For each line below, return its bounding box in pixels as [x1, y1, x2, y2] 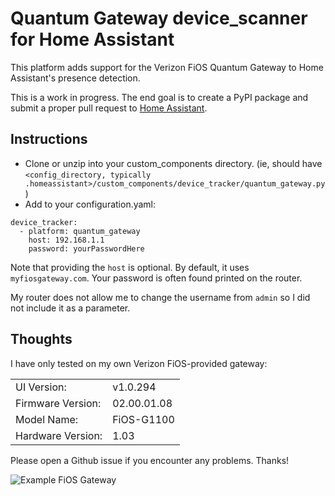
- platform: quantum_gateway [19, 226, 141, 236]
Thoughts [10, 331, 73, 348]
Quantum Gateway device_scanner [10, 7, 308, 30]
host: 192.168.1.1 [28, 235, 105, 245]
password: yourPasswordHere [28, 243, 145, 254]
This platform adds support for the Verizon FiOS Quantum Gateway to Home [10, 61, 324, 73]
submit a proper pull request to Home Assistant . [10, 102, 208, 114]
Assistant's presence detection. [10, 72, 141, 84]
